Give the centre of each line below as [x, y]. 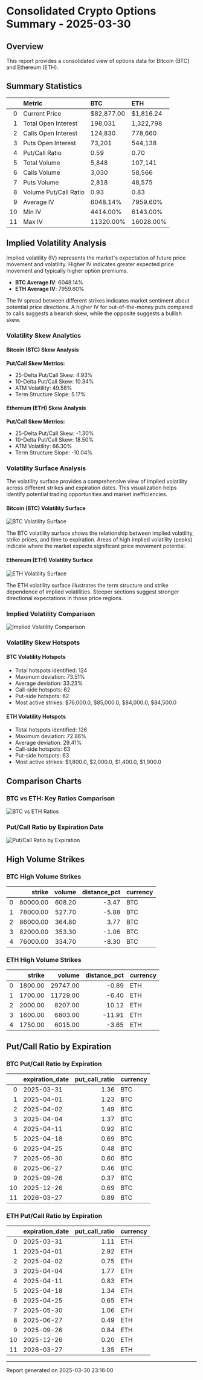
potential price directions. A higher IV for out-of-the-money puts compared [100, 307]
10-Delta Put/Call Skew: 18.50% [54, 439]
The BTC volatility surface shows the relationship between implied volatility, [100, 533]
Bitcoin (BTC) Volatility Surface [46, 508]
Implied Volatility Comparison [51, 613]
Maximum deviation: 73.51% [50, 677]
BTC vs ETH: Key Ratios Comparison [61, 798]
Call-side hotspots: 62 [43, 690]
